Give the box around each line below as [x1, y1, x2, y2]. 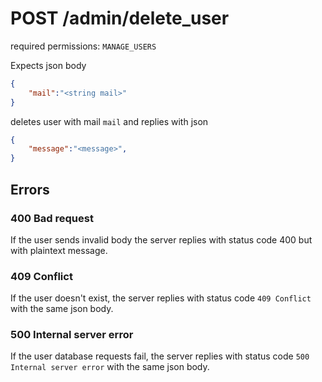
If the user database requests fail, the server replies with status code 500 [10, 350, 310, 362]
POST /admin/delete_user [10, 7, 230, 30]
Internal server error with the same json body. [10, 361, 210, 373]
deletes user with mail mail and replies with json [10, 115, 209, 127]
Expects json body [10, 59, 87, 71]
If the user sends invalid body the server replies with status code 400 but [10, 233, 313, 246]
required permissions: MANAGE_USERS [10, 40, 157, 52]
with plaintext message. [10, 244, 108, 256]
